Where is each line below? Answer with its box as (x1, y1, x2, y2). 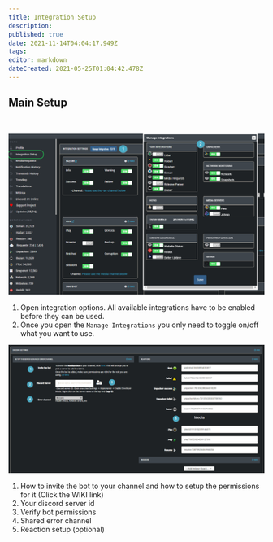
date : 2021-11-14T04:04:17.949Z (8, 39, 118, 47)
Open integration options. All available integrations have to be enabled (19, 303, 256, 313)
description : (8, 21, 53, 30)
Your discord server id (19, 499, 95, 509)
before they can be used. (19, 312, 105, 321)
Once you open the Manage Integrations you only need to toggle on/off (19, 320, 259, 330)
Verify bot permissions (19, 507, 97, 517)
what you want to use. (19, 329, 95, 339)
